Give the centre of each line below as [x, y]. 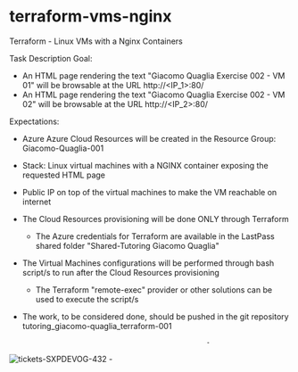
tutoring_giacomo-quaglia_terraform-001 [97, 326]
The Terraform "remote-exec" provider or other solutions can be [154, 289]
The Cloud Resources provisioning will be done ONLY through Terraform [155, 219]
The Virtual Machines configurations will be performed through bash [148, 263]
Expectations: [34, 121]
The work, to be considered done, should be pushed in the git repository [155, 316]
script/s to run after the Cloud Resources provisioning [121, 272]
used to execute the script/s [87, 299]
